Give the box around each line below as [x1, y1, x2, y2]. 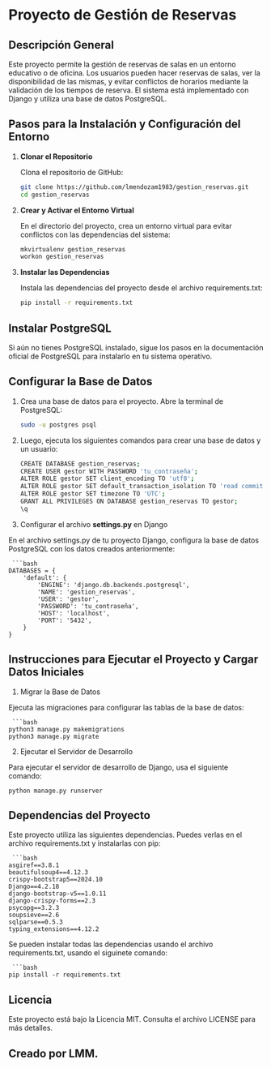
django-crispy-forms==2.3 [8, 897, 95, 905]
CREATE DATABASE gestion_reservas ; [19, 460, 141, 468]
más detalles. [8, 1023, 53, 1033]
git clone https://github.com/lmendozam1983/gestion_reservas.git [19, 182, 249, 191]
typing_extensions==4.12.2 [8, 925, 100, 933]
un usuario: [19, 444, 58, 453]
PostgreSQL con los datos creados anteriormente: [8, 543, 176, 553]
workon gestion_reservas [19, 253, 104, 261]
